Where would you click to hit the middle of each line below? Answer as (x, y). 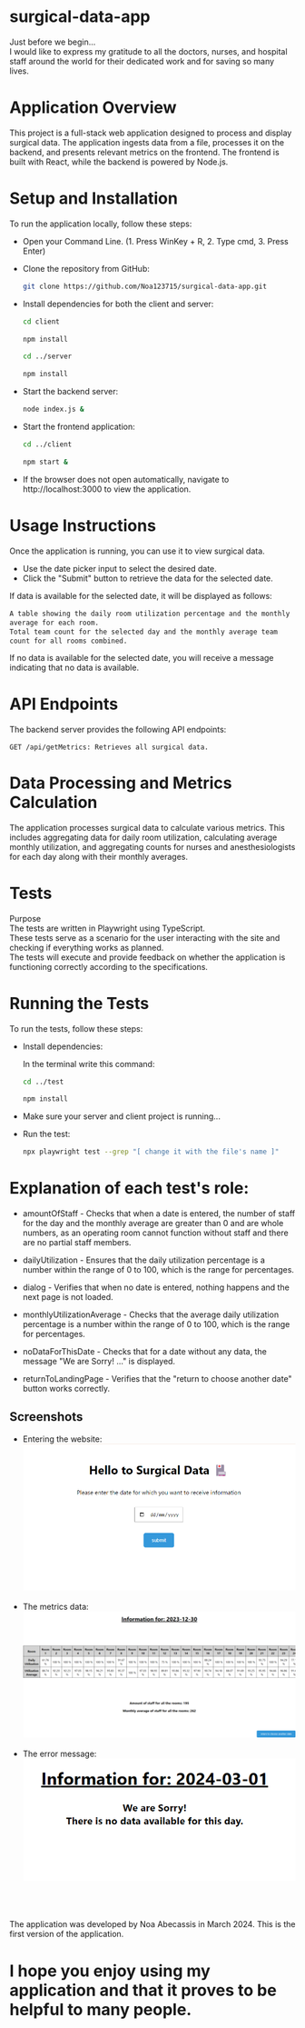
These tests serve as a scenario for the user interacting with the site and (145, 937)
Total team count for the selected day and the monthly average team (144, 632)
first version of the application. (67, 1934)
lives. (19, 71)
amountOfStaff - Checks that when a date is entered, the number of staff (159, 1214)
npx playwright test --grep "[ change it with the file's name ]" (151, 1152)
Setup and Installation (94, 199)
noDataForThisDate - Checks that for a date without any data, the (145, 1352)
